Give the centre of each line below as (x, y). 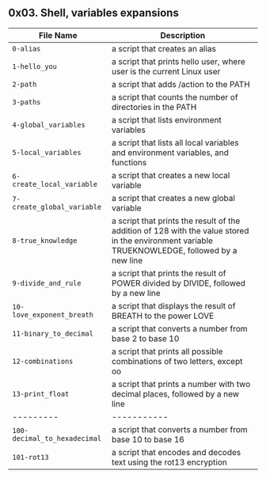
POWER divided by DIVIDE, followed (178, 283)
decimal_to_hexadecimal (57, 438)
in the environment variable (162, 241)
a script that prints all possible (167, 351)
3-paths (27, 102)
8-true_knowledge (45, 240)
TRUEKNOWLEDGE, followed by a (174, 250)
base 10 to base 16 (148, 439)
